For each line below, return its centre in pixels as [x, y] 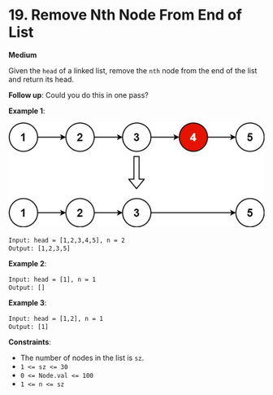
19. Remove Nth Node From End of [125, 15]
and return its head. [41, 79]
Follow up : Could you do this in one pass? [78, 94]
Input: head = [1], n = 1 [52, 280]
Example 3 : [28, 303]
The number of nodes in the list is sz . [82, 358]
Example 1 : [27, 111]
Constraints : [30, 342]
